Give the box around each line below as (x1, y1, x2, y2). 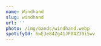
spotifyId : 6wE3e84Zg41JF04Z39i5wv (5, 31, 96, 37)
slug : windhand (5, 14, 44, 20)
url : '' (5, 20, 25, 26)
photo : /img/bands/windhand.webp (5, 25, 90, 32)
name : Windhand (5, 8, 44, 15)
